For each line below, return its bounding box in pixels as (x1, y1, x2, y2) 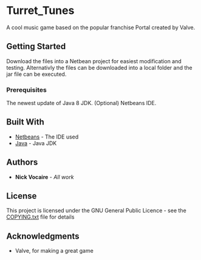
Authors (6, 157, 38, 168)
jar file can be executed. (6, 70, 67, 78)
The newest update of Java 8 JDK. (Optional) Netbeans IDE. (6, 100, 157, 107)
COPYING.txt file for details (6, 213, 75, 221)
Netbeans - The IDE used (15, 133, 79, 140)
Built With (6, 117, 44, 128)
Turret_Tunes (6, 4, 75, 18)
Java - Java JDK (15, 139, 57, 146)
